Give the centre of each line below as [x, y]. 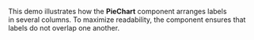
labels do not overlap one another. [64, 28]
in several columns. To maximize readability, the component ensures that [127, 20]
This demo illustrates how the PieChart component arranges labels [118, 11]
